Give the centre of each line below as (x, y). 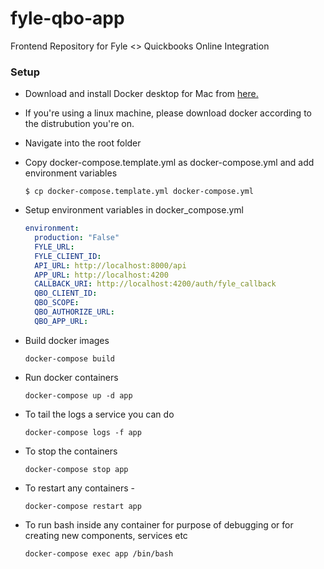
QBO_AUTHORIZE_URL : (74, 312)
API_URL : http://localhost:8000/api (110, 265)
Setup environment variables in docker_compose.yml (134, 210)
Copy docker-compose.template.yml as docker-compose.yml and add (169, 163)
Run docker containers (71, 377)
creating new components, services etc (106, 535)
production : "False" (77, 238)
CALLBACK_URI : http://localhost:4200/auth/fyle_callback (155, 284)
